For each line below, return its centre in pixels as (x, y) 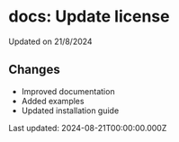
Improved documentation (68, 91)
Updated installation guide (70, 111)
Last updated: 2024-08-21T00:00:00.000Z (88, 128)
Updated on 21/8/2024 (50, 41)
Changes (34, 70)
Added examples (53, 101)
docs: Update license (89, 17)
